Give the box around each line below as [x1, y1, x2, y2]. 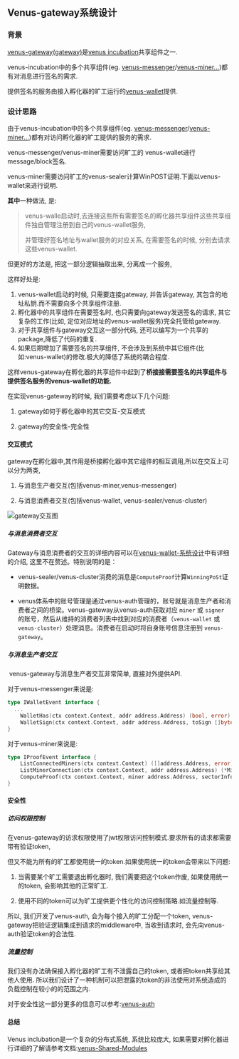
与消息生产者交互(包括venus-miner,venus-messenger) [17, 481, 177, 490]
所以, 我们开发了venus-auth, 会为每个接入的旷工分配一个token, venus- [7, 912, 213, 920]
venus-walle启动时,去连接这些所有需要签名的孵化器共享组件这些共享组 [24, 211, 231, 220]
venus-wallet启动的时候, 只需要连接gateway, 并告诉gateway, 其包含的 [17, 290, 222, 298]
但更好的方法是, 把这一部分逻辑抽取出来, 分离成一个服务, [7, 259, 172, 268]
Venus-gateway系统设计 [7, 6, 117, 19]
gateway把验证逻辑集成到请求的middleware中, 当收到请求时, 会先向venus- [7, 920, 225, 930]
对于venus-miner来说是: [7, 739, 78, 748]
